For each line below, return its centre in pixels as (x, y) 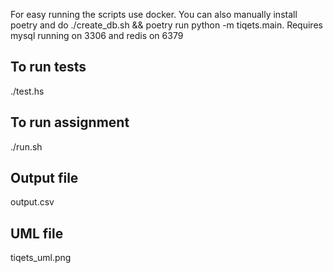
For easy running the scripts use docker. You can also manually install (154, 14)
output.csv (32, 202)
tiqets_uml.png (41, 258)
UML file (37, 233)
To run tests (48, 67)
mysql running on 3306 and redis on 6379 (97, 35)
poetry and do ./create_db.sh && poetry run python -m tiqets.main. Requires (166, 25)
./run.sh (26, 146)
